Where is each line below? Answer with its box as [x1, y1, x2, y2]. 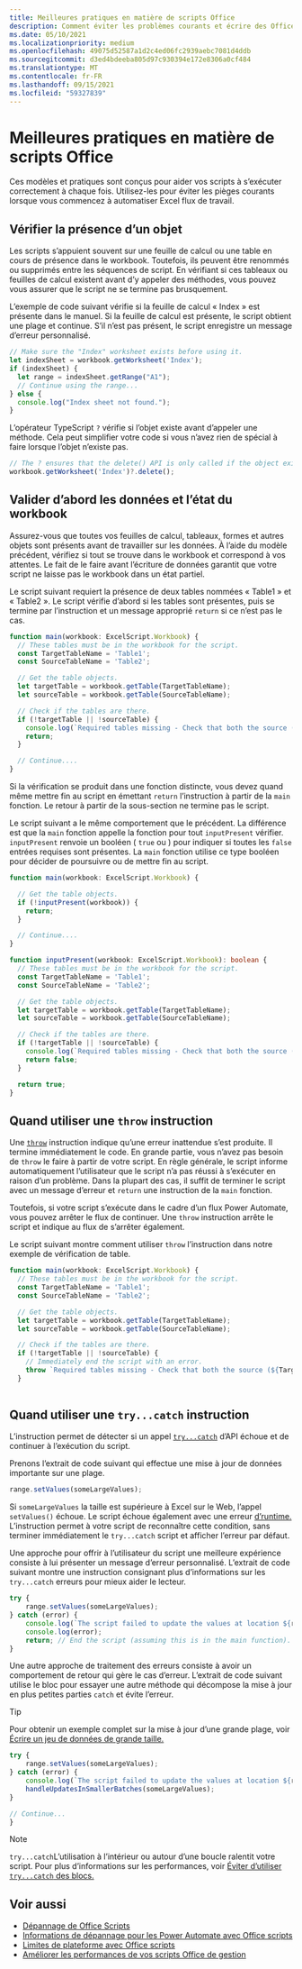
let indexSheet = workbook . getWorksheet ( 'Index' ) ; [9, 356, 203, 365]
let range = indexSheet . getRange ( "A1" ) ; [17, 372, 171, 381]
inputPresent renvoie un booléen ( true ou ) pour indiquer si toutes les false [9, 837, 292, 848]
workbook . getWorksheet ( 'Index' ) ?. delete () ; [9, 468, 175, 477]
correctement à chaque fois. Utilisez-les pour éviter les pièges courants [9, 186, 275, 196]
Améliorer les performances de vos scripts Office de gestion [22, 1949, 247, 1960]
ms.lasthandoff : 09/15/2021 [9, 80, 115, 89]
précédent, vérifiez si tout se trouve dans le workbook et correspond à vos [9, 549, 286, 560]
